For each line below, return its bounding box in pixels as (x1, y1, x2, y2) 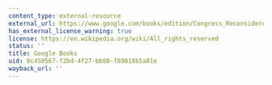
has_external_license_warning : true (8, 27, 132, 35)
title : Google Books (8, 49, 79, 57)
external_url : (8, 19, 57, 28)
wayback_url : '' (8, 65, 63, 73)
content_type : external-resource (8, 11, 121, 20)
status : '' (8, 42, 45, 50)
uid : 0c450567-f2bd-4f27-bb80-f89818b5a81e (8, 57, 158, 66)
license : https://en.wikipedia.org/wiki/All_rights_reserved (8, 34, 219, 43)
